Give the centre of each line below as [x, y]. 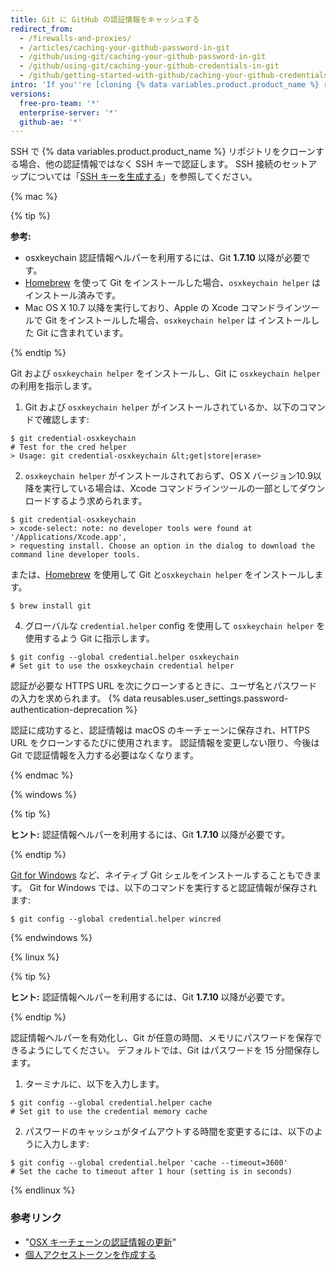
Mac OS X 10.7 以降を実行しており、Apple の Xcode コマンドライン [163, 308]
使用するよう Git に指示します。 [89, 638]
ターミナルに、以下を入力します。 [94, 1084]
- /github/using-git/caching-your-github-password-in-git [143, 57]
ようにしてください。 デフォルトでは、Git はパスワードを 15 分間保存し [174, 1050]
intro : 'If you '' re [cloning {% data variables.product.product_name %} [165, 85]
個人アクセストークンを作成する [90, 1254]
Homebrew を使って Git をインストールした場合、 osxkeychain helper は [173, 283]
